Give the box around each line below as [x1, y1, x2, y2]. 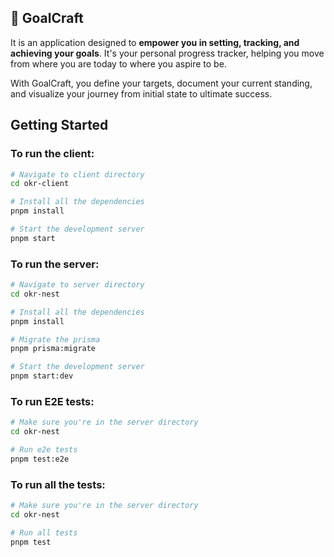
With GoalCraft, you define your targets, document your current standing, [10, 77, 313, 89]
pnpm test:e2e [10, 454, 70, 464]
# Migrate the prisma [10, 334, 101, 345]
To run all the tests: [10, 477, 106, 491]
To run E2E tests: [10, 394, 95, 408]
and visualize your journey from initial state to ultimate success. [10, 87, 273, 100]
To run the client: [10, 147, 95, 161]
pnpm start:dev [10, 371, 74, 381]
